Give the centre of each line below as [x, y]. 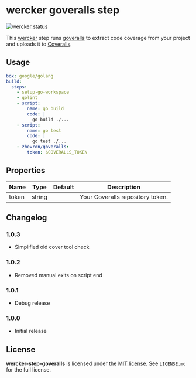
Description [124, 187]
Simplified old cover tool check [52, 247]
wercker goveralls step [63, 10]
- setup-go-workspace [43, 92]
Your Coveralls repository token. [124, 197]
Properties [26, 171]
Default [63, 187]
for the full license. [29, 370]
